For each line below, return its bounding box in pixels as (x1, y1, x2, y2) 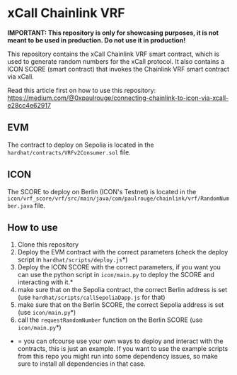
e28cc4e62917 (7, 101, 52, 109)
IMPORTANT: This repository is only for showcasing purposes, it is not (7, 28, 219, 37)
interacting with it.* (17, 278, 74, 286)
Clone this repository (17, 240, 79, 249)
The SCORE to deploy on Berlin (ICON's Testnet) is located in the (7, 187, 197, 196)
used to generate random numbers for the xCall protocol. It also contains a (7, 57, 225, 65)
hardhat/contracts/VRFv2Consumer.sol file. (7, 147, 131, 157)
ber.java (7, 202, 33, 210)
